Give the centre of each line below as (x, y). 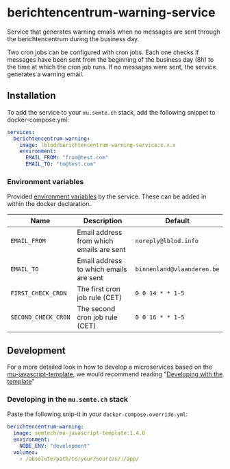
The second (96, 309)
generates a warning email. (46, 74)
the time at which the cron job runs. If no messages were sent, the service (112, 67)
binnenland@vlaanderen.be (177, 270)
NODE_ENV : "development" (55, 446)
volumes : (26, 452)
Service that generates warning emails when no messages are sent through (114, 32)
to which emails (102, 269)
